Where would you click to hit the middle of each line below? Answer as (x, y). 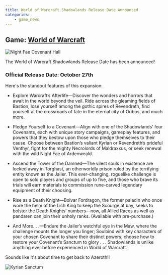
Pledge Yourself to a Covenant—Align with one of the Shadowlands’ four (88, 127)
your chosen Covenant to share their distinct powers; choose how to (83, 237)
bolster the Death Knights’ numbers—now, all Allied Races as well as (83, 211)
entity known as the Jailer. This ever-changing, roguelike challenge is (84, 174)
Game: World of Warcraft (45, 40)
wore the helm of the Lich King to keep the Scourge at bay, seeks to (83, 206)
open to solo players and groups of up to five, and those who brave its (85, 179)
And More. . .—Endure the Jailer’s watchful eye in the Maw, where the (85, 226)
